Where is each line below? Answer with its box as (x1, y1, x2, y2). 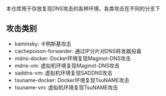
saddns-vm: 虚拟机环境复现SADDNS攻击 (14, 69, 113, 76)
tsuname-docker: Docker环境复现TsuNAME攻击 (14, 76, 130, 83)
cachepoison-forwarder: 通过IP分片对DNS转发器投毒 (14, 47, 142, 54)
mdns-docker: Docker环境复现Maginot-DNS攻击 (14, 55, 132, 62)
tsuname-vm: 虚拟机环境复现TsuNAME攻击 (14, 84, 118, 91)
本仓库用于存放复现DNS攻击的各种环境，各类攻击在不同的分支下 (6, 5, 161, 12)
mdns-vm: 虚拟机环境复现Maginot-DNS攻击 (14, 62, 120, 69)
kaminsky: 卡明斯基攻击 (14, 40, 72, 47)
